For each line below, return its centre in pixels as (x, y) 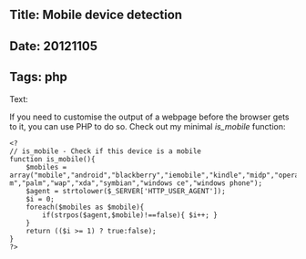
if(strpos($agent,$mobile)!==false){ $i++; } (130, 215)
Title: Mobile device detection (96, 15)
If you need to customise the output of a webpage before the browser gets (149, 117)
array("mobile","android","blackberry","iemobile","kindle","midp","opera (154, 175)
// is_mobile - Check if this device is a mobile (106, 151)
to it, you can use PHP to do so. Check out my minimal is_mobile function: (148, 126)
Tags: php (39, 77)
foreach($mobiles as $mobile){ (85, 207)
